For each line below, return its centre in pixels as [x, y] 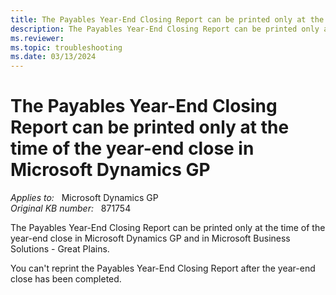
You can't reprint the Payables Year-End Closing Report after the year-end [163, 268]
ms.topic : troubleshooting [66, 47]
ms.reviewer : [37, 38]
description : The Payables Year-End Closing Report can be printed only [165, 29]
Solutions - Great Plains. [60, 249]
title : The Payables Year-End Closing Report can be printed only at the [167, 19]
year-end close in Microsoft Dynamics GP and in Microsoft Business [150, 238]
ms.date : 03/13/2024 [53, 57]
